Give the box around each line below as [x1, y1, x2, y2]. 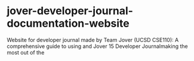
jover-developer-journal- [7, 4, 134, 18]
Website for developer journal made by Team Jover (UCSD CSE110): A [7, 36, 179, 43]
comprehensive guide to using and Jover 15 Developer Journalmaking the [7, 43, 188, 50]
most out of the [7, 49, 45, 56]
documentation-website [7, 17, 130, 30]
